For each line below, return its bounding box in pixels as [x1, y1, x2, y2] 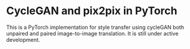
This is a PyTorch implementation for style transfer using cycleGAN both [6, 24, 185, 31]
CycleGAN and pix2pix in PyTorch [6, 4, 178, 18]
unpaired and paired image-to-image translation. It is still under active [6, 30, 179, 37]
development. [6, 36, 40, 43]
